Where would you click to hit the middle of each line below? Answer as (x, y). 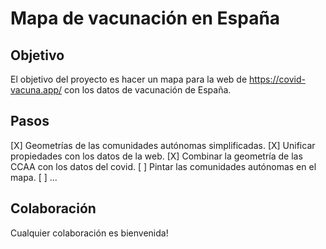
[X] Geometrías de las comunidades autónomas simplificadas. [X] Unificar (163, 145)
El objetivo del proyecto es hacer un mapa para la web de (129, 79)
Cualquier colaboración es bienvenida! (89, 233)
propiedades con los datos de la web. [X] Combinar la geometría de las (156, 156)
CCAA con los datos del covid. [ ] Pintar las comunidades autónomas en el (163, 166)
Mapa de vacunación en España (145, 18)
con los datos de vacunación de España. (148, 90)
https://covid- (277, 79)
